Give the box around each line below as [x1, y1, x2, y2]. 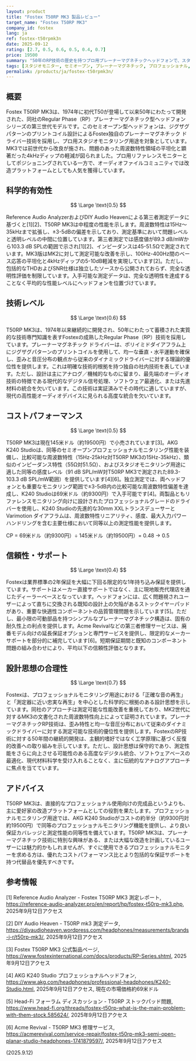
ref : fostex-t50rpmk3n [6, 36, 61, 42]
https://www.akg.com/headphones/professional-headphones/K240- [6, 978, 171, 985]
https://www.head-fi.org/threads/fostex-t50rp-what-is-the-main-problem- [6, 1004, 185, 1011]
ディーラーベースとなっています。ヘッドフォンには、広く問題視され [16, 593, 179, 600]
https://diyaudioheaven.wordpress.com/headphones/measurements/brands [6, 926, 189, 933]
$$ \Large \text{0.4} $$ [70, 566, 127, 574]
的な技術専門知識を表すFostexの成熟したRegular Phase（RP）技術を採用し [6, 333, 187, 340]
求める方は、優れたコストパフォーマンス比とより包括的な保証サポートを [16, 851, 191, 858]
